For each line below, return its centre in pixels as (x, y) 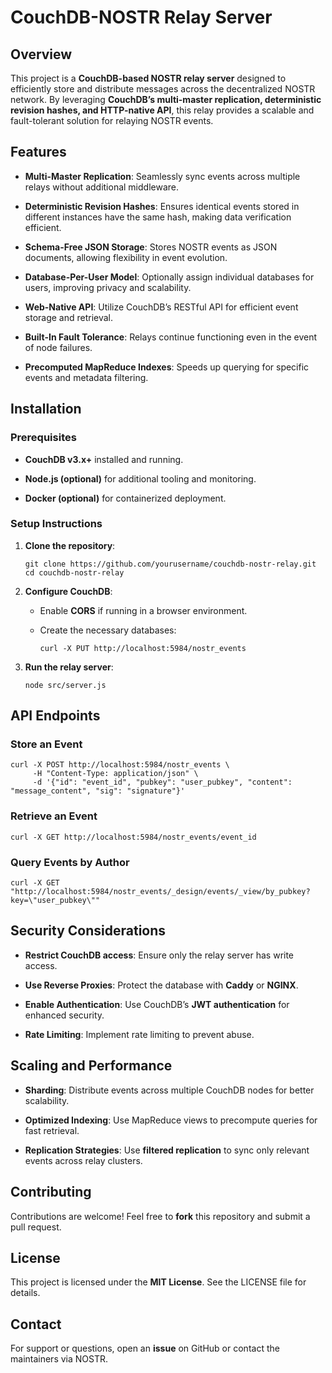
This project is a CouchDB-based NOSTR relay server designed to (148, 78)
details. (25, 1293)
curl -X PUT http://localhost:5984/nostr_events (143, 648)
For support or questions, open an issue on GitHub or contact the (145, 1348)
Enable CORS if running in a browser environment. (143, 610)
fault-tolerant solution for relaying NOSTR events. (112, 120)
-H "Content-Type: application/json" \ (115, 774)
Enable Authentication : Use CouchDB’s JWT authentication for (157, 1004)
